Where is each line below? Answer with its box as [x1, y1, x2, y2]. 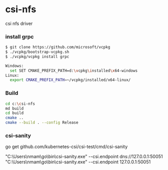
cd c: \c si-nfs [5, 101, 36, 106]
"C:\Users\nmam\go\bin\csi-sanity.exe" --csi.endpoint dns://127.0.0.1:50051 [5, 154, 163, 160]
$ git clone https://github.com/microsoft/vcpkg [5, 45, 110, 50]
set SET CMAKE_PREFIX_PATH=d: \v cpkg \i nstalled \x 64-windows [10, 68, 138, 73]
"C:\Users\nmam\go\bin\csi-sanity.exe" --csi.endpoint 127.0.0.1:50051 [5, 159, 151, 165]
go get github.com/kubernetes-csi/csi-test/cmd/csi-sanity [5, 144, 128, 150]
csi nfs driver [5, 20, 33, 26]
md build [5, 106, 24, 111]
